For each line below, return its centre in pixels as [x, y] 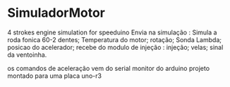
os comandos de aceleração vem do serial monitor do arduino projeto [109, 68]
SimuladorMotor [56, 13]
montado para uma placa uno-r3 [55, 76]
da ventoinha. [27, 55]
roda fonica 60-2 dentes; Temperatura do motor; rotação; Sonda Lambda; [115, 39]
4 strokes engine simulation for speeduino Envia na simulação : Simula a [112, 32]
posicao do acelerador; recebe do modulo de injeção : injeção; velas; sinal [115, 47]
